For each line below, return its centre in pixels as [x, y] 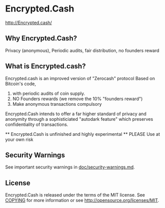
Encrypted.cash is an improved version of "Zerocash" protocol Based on [80, 78]
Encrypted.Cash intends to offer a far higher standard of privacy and [76, 114]
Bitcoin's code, [21, 84]
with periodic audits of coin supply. [49, 93]
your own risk [19, 139]
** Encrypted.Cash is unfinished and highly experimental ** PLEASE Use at [83, 134]
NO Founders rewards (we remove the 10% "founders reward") [77, 99]
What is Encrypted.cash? [46, 66]
